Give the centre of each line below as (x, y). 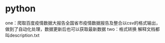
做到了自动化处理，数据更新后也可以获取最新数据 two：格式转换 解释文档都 (82, 29)
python (20, 9)
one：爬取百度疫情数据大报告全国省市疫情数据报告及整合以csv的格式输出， (83, 23)
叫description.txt (22, 35)
